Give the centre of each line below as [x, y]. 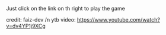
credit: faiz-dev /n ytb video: [41, 20]
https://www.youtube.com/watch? [118, 20]
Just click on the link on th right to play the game [66, 8]
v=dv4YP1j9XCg [26, 26]
